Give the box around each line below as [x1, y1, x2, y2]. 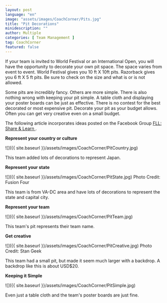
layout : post [5, 7, 32, 12]
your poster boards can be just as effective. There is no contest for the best [5, 99, 161, 105]
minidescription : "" [5, 26, 48, 31]
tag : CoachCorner [5, 40, 41, 45]
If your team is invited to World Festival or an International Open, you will [5, 58, 154, 64]
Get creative [5, 233, 31, 239]
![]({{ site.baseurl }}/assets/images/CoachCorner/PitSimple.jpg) [5, 282, 136, 288]
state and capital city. [5, 194, 49, 200]
